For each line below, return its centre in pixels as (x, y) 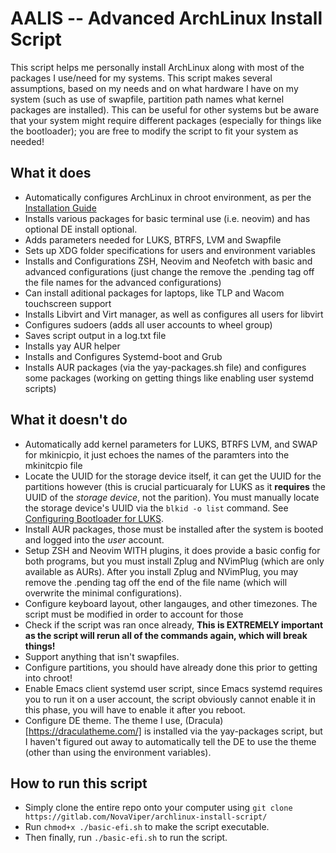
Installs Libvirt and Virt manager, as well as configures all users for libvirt (174, 314)
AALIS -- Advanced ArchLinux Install (166, 18)
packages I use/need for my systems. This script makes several (141, 78)
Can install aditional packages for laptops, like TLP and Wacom (154, 293)
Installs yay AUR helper (72, 346)
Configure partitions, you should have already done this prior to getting (171, 667)
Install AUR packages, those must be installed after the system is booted (174, 529)
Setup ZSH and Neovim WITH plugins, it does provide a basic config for (172, 550)
